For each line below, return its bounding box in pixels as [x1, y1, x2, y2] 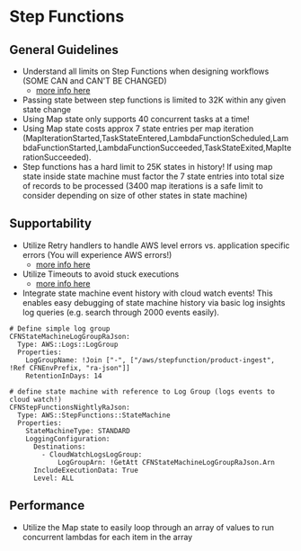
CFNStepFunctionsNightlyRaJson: [9, 403, 130, 412]
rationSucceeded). [22, 152, 92, 163]
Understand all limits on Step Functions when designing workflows [22, 66, 270, 76]
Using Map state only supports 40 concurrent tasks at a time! [22, 114, 250, 124]
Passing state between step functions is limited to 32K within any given [22, 94, 287, 105]
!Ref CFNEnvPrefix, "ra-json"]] [9, 363, 130, 372]
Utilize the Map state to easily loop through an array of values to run [22, 521, 275, 532]
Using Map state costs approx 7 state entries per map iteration [22, 123, 254, 134]
